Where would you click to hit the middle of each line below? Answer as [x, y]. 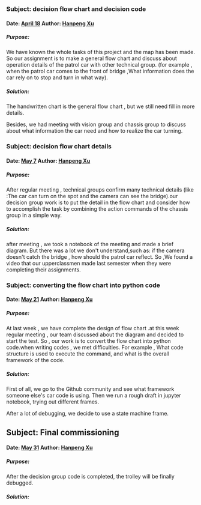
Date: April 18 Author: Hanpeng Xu [50, 23]
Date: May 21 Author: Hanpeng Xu [49, 300]
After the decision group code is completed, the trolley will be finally [91, 477]
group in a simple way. [34, 215]
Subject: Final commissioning [63, 432]
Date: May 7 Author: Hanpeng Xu [48, 160]
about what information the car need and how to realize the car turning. [94, 131]
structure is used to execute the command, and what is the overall [88, 354]
